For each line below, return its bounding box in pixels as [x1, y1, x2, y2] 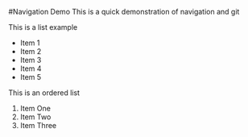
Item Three [19, 121, 57, 130]
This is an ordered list [8, 88, 81, 98]
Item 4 [19, 64, 42, 73]
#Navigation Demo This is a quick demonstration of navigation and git [8, 7, 240, 16]
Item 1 [19, 38, 40, 48]
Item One [19, 104, 51, 113]
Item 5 [19, 73, 42, 81]
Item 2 [19, 47, 42, 56]
